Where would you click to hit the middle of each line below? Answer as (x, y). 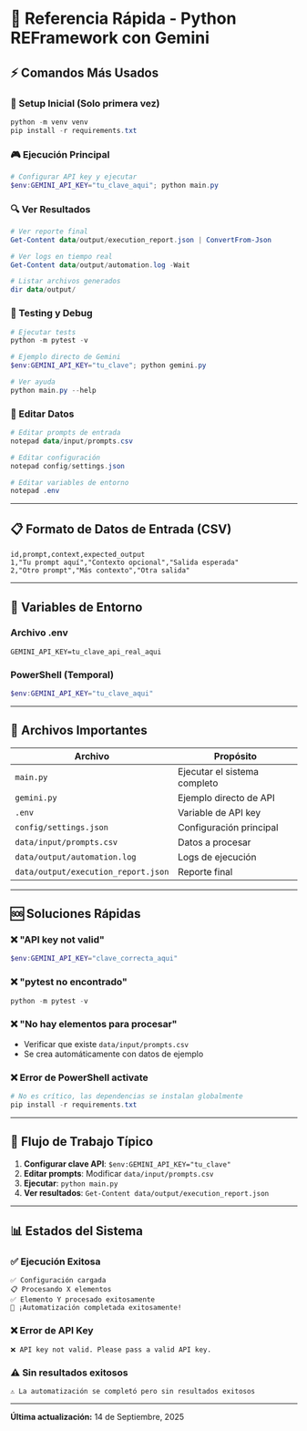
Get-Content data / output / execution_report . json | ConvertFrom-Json (141, 240)
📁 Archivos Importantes (79, 731)
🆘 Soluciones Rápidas (76, 914)
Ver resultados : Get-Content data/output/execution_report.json (146, 1192)
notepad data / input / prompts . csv (72, 441)
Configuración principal (228, 827)
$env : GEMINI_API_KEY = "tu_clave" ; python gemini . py (108, 365)
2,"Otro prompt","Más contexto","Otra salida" (100, 571)
